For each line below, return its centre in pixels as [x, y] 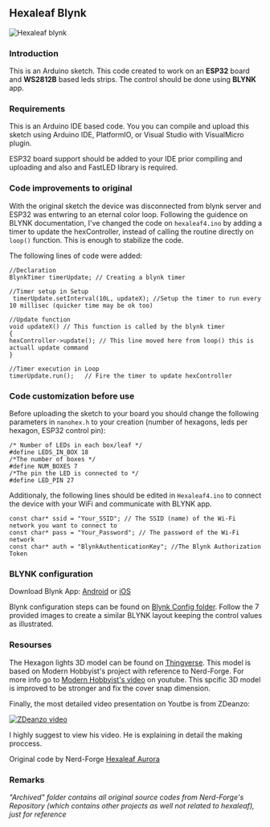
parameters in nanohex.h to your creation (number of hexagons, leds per [129, 422]
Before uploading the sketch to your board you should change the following [134, 413]
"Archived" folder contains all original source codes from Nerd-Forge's [127, 797]
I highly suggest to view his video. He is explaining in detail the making [126, 735]
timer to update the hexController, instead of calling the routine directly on [131, 231]
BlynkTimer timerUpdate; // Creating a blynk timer [97, 277]
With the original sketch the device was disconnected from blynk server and [135, 206]
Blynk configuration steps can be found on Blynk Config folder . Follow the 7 [134, 607]
